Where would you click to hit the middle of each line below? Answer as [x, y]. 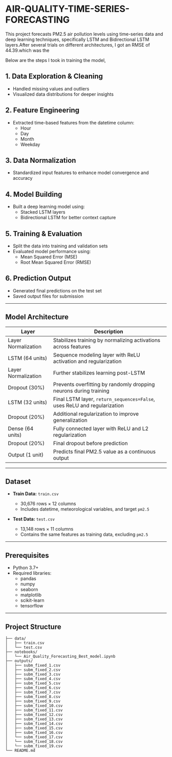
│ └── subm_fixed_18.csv [34, 742]
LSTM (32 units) [28, 402]
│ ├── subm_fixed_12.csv [34, 715]
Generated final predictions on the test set [57, 290]
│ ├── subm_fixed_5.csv [33, 684]
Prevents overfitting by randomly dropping [104, 384]
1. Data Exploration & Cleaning [54, 77]
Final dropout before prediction [90, 443]
